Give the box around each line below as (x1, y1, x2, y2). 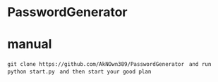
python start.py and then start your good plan (7, 68, 152, 76)
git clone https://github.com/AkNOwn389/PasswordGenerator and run (7, 61, 212, 68)
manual (7, 36, 52, 53)
